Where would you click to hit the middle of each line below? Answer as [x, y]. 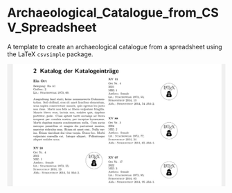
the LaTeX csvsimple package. [50, 54]
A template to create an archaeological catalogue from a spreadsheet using [115, 47]
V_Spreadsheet [52, 27]
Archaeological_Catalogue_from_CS [113, 13]
